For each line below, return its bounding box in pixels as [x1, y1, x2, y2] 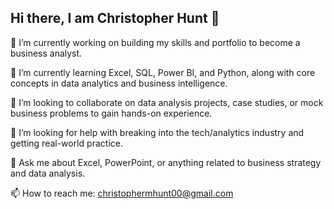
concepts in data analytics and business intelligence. [10, 77, 228, 89]
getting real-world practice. [10, 137, 123, 149]
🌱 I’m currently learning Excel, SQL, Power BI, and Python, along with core [10, 66, 316, 78]
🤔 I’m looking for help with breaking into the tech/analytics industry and [10, 126, 305, 138]
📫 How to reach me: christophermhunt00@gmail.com [10, 187, 234, 199]
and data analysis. [10, 167, 86, 179]
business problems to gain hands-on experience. [10, 107, 213, 119]
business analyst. [10, 47, 83, 59]
